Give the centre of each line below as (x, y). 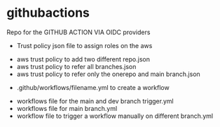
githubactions (48, 13)
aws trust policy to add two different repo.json (83, 59)
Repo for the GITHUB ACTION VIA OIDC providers (78, 32)
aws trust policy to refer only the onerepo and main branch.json (108, 74)
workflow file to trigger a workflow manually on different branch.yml (115, 116)
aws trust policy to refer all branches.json (76, 66)
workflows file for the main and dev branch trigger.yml (95, 101)
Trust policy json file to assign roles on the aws (84, 45)
